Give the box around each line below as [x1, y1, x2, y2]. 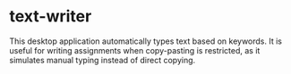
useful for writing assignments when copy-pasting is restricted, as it [9, 45, 261, 55]
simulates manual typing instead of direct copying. [9, 54, 196, 65]
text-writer [9, 6, 92, 27]
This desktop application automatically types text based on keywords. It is [9, 36, 282, 46]
